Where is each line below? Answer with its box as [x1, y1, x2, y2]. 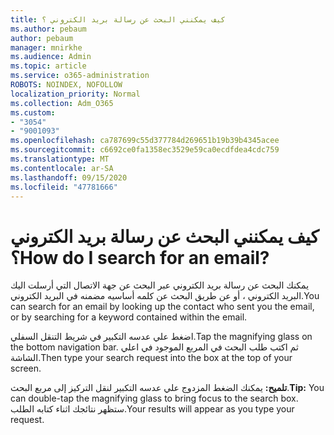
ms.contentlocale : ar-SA [10, 163, 114, 173]
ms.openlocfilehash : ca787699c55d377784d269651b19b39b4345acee [10, 136, 280, 146]
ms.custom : [10, 107, 56, 118]
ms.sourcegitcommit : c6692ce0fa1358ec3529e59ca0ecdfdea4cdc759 [10, 145, 280, 155]
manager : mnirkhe [10, 42, 83, 53]
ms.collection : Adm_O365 [10, 98, 114, 108]
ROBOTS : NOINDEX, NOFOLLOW [10, 80, 123, 90]
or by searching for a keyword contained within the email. [10, 311, 248, 323]
